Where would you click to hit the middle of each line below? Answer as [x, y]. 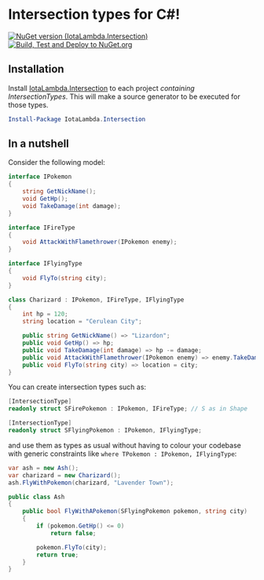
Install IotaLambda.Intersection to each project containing [101, 88]
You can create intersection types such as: [77, 387]
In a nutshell [38, 144]
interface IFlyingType [45, 264]
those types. [28, 104]
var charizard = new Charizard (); [65, 475]
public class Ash [37, 497]
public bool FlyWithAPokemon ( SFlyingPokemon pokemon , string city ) [135, 512]
